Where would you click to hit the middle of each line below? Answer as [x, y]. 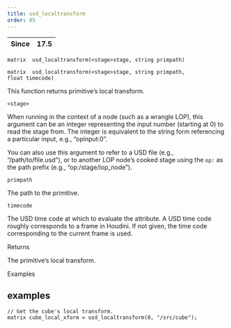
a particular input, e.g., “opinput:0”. [57, 139]
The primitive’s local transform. [51, 260]
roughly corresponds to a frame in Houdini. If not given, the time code [107, 226]
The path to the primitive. [43, 193]
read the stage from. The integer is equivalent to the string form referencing [116, 131]
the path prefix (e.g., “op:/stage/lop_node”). [70, 167]
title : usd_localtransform [46, 14]
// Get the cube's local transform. [60, 312]
